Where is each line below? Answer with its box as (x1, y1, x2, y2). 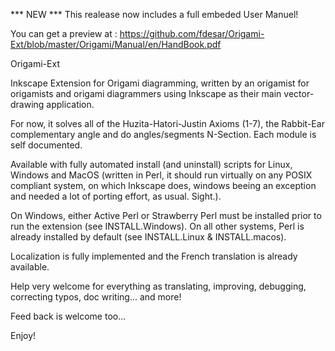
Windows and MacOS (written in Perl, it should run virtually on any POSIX (10, 169, 313, 181)
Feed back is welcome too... (10, 310, 127, 322)
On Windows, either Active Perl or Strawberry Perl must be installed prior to (10, 210, 322, 221)
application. (46, 99, 95, 110)
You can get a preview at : (10, 28, 118, 39)
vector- (283, 88, 315, 99)
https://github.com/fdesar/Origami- (119, 28, 265, 39)
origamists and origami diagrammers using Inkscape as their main (10, 88, 282, 99)
